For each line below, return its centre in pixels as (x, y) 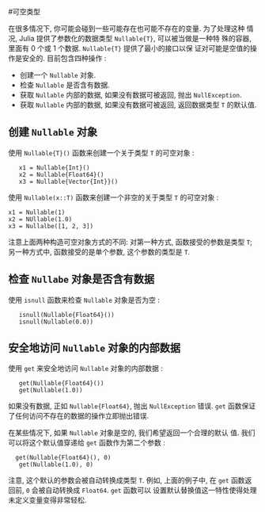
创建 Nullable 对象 (53, 132)
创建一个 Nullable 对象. (58, 75)
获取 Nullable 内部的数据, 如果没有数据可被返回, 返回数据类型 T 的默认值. (138, 105)
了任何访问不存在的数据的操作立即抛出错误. (79, 416)
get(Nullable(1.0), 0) (56, 465)
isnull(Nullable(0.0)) (56, 322)
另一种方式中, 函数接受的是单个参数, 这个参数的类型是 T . (99, 251)
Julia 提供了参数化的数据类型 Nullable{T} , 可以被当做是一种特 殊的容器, (135, 38)
